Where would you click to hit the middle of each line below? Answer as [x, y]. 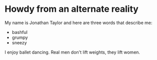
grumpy [20, 37]
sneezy [19, 42]
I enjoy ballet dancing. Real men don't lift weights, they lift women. [72, 52]
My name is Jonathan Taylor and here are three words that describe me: [78, 23]
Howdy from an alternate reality [72, 9]
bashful [20, 32]
